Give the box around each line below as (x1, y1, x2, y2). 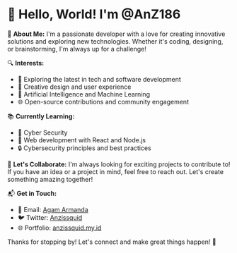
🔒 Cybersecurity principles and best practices (17, 144, 152, 152)
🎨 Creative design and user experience (17, 82, 132, 91)
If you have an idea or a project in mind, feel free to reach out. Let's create (7, 167, 224, 175)
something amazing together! (7, 175, 93, 183)
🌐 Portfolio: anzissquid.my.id (17, 223, 102, 232)
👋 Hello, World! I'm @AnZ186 (7, 6, 181, 23)
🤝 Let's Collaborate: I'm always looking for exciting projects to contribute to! (7, 160, 231, 168)
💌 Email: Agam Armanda (17, 205, 88, 214)
